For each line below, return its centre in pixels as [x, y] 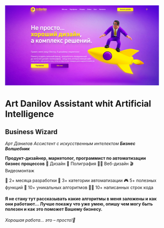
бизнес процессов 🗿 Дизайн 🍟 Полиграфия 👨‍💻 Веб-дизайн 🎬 [69, 164]
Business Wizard [31, 132]
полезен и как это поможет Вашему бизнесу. [54, 209]
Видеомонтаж [20, 171]
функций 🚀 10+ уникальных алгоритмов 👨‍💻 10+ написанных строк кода [79, 187]
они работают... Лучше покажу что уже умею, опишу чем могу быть [79, 204]
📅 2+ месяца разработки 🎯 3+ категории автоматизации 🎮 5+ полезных [81, 181]
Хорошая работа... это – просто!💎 [40, 220]
